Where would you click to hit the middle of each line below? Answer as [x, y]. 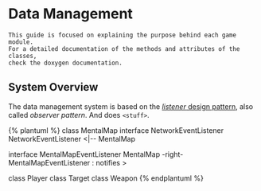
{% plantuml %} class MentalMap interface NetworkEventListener [116, 130]
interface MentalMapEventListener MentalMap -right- [96, 154]
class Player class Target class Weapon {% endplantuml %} [106, 178]
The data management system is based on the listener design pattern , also [130, 106]
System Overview [53, 87]
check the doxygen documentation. [66, 63]
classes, [23, 56]
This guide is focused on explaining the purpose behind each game [123, 35]
